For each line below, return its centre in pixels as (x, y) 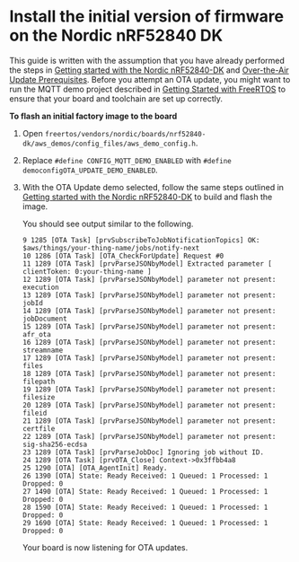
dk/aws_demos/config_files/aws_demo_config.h (109, 144)
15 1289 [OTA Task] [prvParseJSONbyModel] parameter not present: (149, 326)
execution (41, 287)
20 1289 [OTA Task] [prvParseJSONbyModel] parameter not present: (149, 405)
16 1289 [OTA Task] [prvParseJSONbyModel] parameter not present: (149, 342)
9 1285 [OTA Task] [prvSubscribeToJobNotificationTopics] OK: (141, 240)
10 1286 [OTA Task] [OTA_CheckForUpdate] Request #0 (123, 256)
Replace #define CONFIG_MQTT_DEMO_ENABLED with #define (127, 160)
